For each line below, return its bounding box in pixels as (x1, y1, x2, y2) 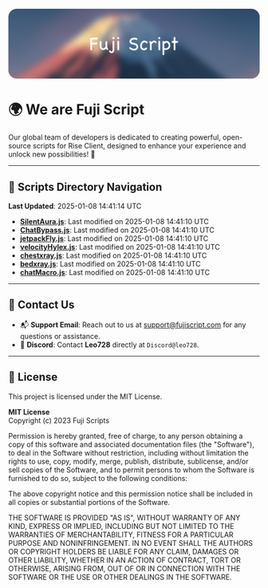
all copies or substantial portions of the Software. (8, 497, 170, 507)
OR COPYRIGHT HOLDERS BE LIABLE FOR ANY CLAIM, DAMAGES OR (8, 547, 239, 556)
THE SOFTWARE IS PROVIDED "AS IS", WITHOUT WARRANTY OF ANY (8, 512, 241, 523)
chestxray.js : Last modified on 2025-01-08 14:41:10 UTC (19, 251, 207, 260)
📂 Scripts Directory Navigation (8, 180, 163, 194)
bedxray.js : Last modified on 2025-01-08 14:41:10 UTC (19, 259, 201, 269)
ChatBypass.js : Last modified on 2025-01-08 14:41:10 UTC (19, 225, 215, 235)
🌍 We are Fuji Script (8, 101, 145, 119)
